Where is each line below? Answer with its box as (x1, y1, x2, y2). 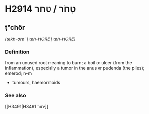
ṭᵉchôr (5, 23, 25, 32)
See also (5, 92, 26, 99)
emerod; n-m (5, 70, 32, 76)
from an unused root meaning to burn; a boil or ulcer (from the (5, 60, 132, 66)
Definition (5, 48, 30, 55)
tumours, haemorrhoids (12, 80, 61, 86)
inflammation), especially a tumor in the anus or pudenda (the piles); (5, 65, 145, 71)
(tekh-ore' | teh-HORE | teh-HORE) (5, 36, 76, 42)
